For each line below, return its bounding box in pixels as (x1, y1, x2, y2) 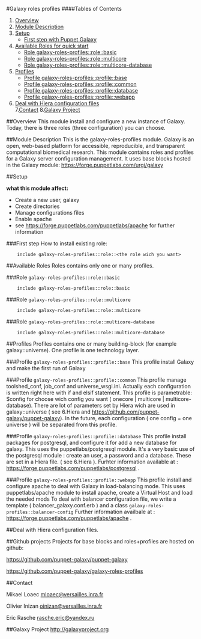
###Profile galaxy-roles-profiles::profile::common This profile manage (6, 376, 187, 384)
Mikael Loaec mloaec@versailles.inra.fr (6, 591, 104, 598)
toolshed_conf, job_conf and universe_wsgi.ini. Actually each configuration (6, 383, 191, 390)
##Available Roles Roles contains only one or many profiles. (6, 262, 154, 269)
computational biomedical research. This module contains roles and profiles (6, 148, 194, 156)
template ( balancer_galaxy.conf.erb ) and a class (6, 502, 128, 509)
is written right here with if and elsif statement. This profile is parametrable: (6, 389, 192, 396)
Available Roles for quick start (14, 42, 89, 49)
